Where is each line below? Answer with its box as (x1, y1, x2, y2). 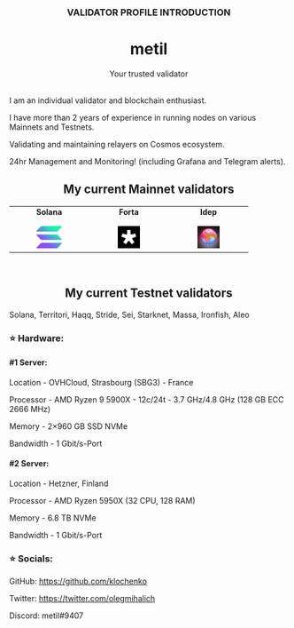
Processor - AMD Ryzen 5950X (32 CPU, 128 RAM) (9, 496, 197, 506)
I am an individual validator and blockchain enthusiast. (9, 95, 206, 106)
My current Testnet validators (65, 286, 233, 301)
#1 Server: (9, 357, 48, 368)
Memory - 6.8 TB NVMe (9, 513, 97, 523)
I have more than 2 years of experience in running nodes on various (9, 112, 257, 123)
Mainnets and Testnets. (9, 122, 95, 132)
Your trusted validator (109, 68, 189, 79)
